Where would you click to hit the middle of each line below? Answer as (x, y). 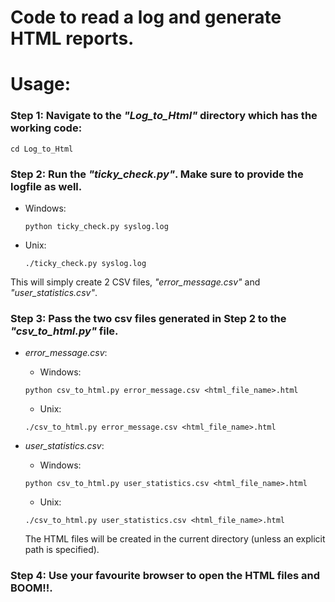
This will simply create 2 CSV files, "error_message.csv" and (135, 282)
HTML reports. (72, 38)
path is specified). (62, 550)
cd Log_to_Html (42, 149)
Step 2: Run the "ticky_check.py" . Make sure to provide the (157, 174)
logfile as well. (46, 186)
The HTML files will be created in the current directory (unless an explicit (175, 539)
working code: (46, 128)
